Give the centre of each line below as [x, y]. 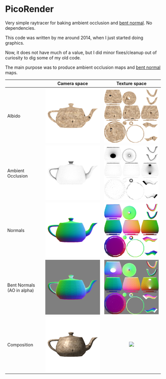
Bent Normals [21, 285]
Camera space [73, 84]
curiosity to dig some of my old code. [43, 57]
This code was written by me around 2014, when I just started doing [74, 38]
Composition [20, 345]
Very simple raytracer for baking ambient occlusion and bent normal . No [79, 23]
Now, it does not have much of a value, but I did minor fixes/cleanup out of [81, 52]
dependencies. [20, 28]
